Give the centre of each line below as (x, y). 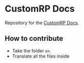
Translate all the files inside (41, 56)
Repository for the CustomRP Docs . (42, 23)
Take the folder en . (32, 50)
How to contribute (34, 39)
